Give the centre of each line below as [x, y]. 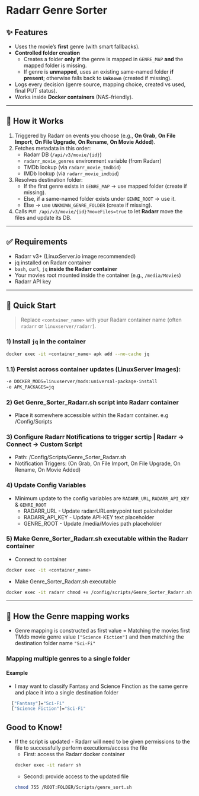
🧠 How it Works [35, 121]
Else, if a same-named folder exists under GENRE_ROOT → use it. [100, 198]
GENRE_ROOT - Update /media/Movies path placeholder [92, 523]
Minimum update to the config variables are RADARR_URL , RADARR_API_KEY [102, 498]
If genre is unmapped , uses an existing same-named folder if [98, 72]
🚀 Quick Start [31, 306]
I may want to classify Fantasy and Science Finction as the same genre [101, 686]
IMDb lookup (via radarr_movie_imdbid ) [71, 173]
